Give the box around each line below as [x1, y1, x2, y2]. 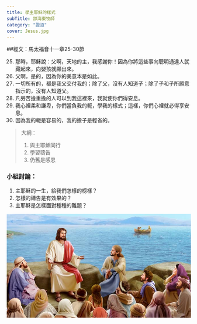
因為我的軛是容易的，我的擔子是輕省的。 [15, 117, 113, 124]
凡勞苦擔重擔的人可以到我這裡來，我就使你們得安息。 [15, 95, 144, 102]
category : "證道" [6, 22, 47, 28]
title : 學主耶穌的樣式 [6, 9, 56, 15]
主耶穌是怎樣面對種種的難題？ [15, 201, 87, 208]
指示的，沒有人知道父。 [15, 87, 72, 95]
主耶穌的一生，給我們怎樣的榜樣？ [15, 187, 98, 194]
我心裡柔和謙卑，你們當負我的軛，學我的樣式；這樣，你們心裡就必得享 [15, 102, 185, 109]
